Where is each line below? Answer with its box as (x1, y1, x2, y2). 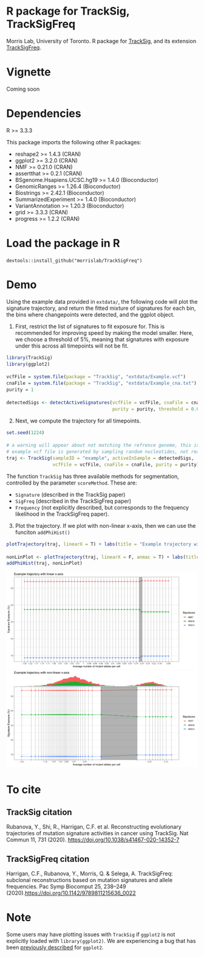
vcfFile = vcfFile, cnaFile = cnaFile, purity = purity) (52, 461, 200, 468)
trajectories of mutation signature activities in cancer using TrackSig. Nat (6, 830, 189, 837)
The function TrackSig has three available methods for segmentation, (6, 472, 179, 480)
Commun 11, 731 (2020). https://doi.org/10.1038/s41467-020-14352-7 (6, 836, 180, 844)
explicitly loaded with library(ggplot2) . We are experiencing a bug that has (6, 937, 196, 944)
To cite (6, 783, 41, 797)
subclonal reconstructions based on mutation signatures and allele (6, 877, 173, 883)
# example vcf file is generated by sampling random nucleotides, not (6, 449, 189, 455)
